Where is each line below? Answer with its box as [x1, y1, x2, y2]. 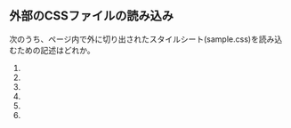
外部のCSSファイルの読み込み [9, 8, 174, 24]
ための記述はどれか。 [16, 44, 95, 55]
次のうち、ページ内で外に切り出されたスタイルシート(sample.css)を [9, 34, 260, 44]
